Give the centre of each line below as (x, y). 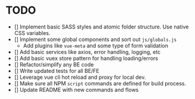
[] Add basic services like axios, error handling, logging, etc (87, 52)
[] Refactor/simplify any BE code (54, 64)
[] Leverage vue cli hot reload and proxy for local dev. (80, 77)
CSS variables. (32, 33)
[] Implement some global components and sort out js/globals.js (95, 39)
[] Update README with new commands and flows (76, 90)
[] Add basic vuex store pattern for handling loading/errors (86, 58)
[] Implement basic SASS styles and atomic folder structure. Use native (101, 27)
